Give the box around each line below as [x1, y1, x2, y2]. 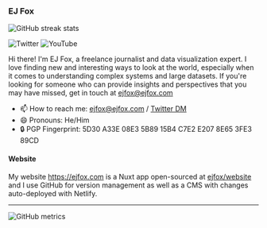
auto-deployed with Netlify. [8, 188, 98, 198]
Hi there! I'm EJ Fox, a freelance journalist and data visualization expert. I [8, 54, 247, 64]
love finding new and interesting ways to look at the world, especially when [8, 63, 254, 72]
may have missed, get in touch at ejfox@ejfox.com [8, 88, 173, 98]
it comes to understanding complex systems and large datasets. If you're [8, 71, 247, 81]
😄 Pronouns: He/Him [19, 115, 90, 125]
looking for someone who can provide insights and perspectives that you [8, 79, 247, 89]
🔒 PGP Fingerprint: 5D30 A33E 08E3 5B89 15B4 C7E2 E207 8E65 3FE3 [19, 125, 253, 134]
